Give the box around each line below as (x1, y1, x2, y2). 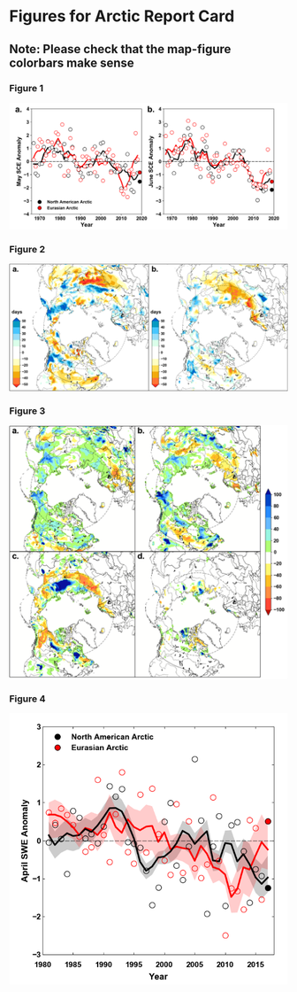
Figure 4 (9, 693, 46, 705)
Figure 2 (9, 243, 46, 255)
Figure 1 (9, 81, 44, 94)
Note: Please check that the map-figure (9, 42, 232, 57)
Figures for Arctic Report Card (9, 6, 235, 27)
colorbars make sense (9, 55, 134, 70)
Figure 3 (9, 405, 46, 417)
